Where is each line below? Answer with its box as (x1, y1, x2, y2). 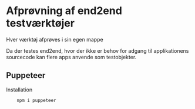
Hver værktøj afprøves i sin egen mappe (6, 36, 104, 43)
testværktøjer (6, 16, 75, 30)
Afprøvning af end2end (6, 4, 122, 18)
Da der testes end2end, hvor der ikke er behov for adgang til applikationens (6, 47, 189, 54)
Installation (6, 86, 33, 93)
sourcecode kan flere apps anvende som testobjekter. (6, 53, 137, 60)
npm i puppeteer (16, 97, 57, 103)
